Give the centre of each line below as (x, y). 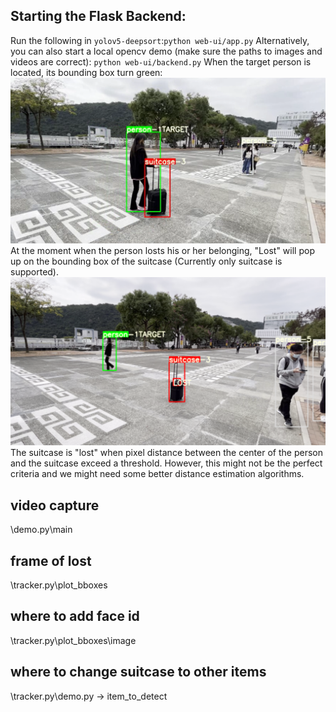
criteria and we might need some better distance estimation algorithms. (157, 474)
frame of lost (51, 560)
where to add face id (75, 616)
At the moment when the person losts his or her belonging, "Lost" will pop (162, 251)
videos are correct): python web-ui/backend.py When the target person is (161, 61)
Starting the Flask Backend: (98, 16)
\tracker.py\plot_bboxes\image (73, 640)
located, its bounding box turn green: (86, 72)
